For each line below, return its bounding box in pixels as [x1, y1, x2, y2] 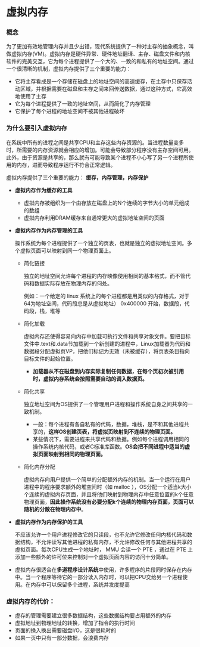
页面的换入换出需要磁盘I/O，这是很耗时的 [14, 627, 117, 634]
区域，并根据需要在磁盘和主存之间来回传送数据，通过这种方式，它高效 [20, 85, 192, 92]
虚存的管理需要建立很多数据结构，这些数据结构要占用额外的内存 [14, 612, 171, 619]
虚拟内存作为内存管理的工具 [14, 227, 83, 234]
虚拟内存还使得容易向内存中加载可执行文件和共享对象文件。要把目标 [23, 332, 191, 340]
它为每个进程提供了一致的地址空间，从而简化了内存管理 [14, 100, 151, 107]
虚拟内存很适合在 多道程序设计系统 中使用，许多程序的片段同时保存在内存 [14, 566, 192, 573]
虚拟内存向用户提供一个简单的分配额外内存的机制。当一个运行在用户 [23, 475, 191, 483]
